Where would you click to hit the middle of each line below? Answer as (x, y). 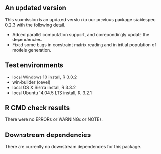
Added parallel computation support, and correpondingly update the (81, 34)
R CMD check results (38, 108)
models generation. (31, 50)
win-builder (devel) (31, 82)
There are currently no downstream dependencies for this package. (73, 147)
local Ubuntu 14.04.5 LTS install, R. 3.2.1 (52, 93)
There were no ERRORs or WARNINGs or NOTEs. (54, 119)
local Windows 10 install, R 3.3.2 (44, 77)
